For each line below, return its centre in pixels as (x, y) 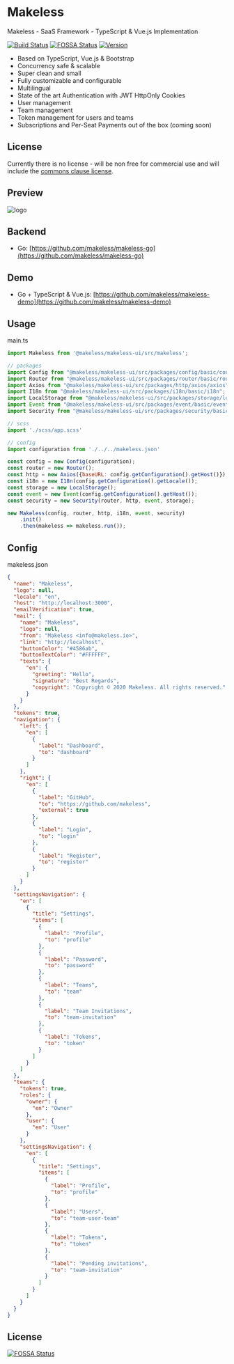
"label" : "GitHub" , (67, 797)
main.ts (18, 340)
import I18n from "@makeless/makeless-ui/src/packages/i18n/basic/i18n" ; (117, 392)
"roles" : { (36, 1095)
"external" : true (63, 810)
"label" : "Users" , (78, 1212)
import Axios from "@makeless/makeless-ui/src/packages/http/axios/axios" (118, 385)
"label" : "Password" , (76, 959)
